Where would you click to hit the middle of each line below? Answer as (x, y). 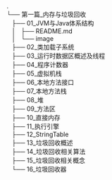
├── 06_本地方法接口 (43, 82)
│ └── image (33, 38)
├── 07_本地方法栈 (39, 91)
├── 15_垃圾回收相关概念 (48, 160)
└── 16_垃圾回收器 (39, 169)
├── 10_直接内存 (36, 118)
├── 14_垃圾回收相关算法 (49, 151)
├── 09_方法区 (33, 109)
